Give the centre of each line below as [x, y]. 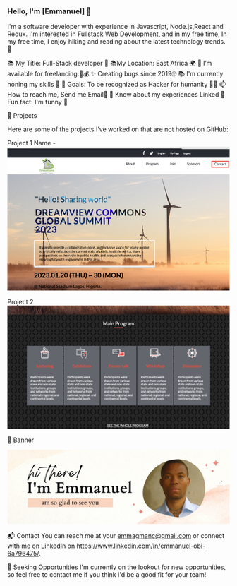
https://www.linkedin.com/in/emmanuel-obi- [141, 546]
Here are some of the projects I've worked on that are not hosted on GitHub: [118, 129]
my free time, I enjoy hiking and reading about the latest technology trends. [116, 42]
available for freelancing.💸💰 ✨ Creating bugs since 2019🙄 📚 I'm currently [115, 74]
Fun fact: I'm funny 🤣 [38, 102]
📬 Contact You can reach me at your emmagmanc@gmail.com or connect [116, 536]
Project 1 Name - [32, 143]
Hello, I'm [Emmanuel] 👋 [49, 11]
